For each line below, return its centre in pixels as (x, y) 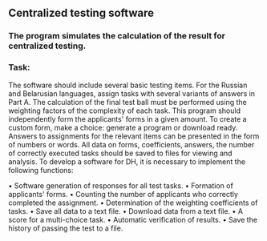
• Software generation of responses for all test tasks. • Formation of (121, 185)
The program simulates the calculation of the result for (117, 36)
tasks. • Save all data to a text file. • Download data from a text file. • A (125, 211)
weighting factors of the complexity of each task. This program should (124, 110)
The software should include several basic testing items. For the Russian (128, 85)
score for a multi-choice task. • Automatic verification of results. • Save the (133, 219)
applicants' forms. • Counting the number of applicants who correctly (123, 194)
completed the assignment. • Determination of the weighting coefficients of (133, 203)
